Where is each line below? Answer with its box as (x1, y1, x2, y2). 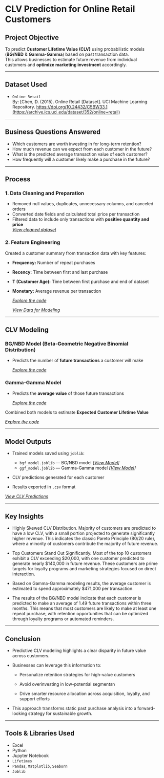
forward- (137, 705, 155, 712)
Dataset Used (5, 81, 47, 89)
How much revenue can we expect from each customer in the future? (12, 146, 152, 152)
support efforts (19, 696, 50, 702)
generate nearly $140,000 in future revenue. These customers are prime (12, 561, 158, 566)
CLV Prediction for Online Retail (5, 3, 135, 15)
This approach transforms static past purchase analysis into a (12, 705, 137, 712)
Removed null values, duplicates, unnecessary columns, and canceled (12, 201, 154, 207)
